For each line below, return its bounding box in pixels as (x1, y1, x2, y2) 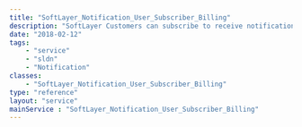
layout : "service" (9, 96, 78, 106)
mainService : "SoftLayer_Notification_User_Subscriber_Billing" (9, 105, 259, 114)
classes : (9, 72, 42, 80)
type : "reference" (9, 88, 78, 97)
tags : (9, 38, 30, 47)
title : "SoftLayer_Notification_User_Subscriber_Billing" (9, 13, 231, 22)
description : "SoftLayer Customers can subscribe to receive (9, 21, 244, 30)
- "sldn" (25, 55, 58, 63)
